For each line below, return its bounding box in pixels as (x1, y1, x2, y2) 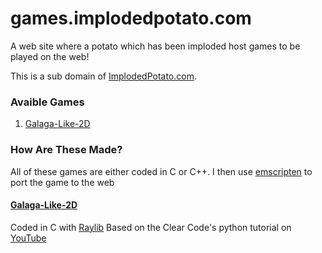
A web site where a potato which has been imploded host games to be (10, 40, 301, 52)
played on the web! (10, 50, 90, 62)
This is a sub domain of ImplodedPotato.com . (10, 70, 197, 82)
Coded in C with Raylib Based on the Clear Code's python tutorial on (10, 221, 292, 233)
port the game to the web (10, 176, 115, 188)
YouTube (10, 232, 47, 244)
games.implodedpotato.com (10, 7, 252, 30)
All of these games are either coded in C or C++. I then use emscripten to (10, 165, 313, 177)
